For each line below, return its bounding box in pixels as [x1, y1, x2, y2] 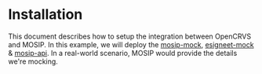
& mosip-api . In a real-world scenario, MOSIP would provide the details [8, 48, 238, 57]
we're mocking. [8, 57, 59, 66]
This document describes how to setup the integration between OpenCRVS [8, 31, 252, 41]
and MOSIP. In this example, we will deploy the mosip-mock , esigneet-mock [8, 39, 254, 49]
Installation [8, 6, 83, 24]
